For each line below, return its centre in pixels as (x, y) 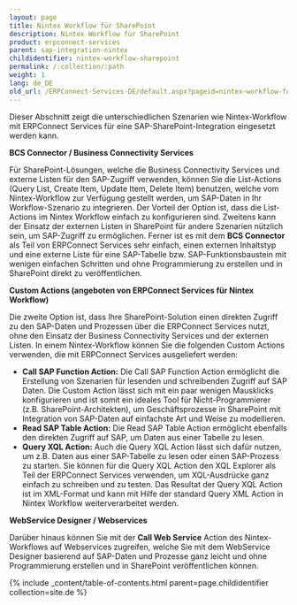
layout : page (33, 17)
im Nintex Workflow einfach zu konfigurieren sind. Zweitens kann (157, 217)
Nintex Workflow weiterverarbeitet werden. (100, 503)
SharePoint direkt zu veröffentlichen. (76, 273)
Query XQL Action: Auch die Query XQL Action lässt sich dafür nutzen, (152, 447)
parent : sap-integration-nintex (69, 50)
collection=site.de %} (49, 592)
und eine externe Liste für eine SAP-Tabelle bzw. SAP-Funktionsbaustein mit (148, 254)
